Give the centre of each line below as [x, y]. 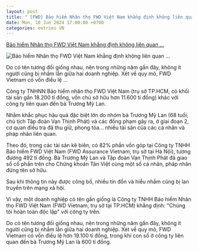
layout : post [22, 11]
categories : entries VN [35, 28]
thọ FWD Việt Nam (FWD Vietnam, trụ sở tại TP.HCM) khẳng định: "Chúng [96, 206]
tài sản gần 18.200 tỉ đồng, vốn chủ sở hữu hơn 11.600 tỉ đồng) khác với [92, 98]
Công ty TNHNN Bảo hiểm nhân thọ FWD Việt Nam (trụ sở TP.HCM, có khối [98, 91]
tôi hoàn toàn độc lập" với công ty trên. [54, 212]
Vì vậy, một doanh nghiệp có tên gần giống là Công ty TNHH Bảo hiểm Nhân [99, 199]
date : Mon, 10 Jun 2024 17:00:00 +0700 [55, 22]
